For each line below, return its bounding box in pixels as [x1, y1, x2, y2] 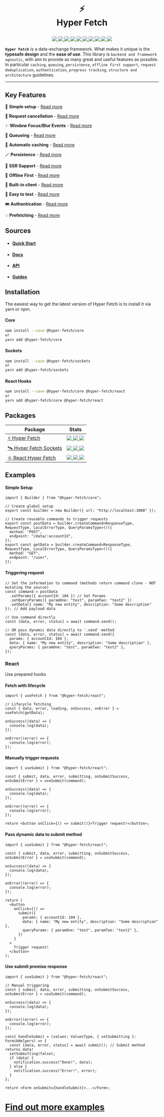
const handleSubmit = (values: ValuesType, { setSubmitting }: [5, 1034, 137, 1039]
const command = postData [5, 589, 58, 594]
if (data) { [9, 1056, 34, 1060]
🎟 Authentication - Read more [5, 201, 68, 207]
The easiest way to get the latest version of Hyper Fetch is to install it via [5, 301, 151, 307]
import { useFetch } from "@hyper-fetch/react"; [5, 693, 106, 698]
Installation [5, 288, 40, 296]
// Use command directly [5, 615, 56, 620]
